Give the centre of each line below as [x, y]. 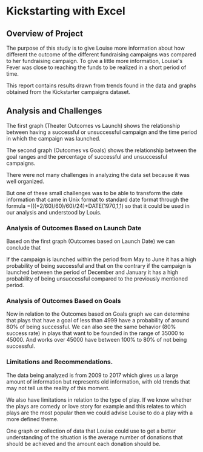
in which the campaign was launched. [54, 138]
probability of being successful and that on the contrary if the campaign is [99, 266]
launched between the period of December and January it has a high [92, 272]
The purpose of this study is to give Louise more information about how [95, 48]
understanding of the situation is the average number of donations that [95, 437]
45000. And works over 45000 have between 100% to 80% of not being [97, 340]
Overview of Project [45, 34]
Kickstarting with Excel [66, 11]
